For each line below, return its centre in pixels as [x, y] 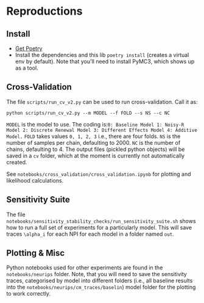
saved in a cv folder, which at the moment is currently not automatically [95, 155]
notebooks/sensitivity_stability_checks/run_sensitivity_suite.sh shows [101, 221]
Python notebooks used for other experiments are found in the [85, 268]
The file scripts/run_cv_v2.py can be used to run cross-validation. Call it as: [102, 101]
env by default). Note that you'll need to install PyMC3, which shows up [105, 61]
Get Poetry [29, 48]
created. [17, 162]
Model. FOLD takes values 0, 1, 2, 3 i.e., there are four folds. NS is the [93, 136]
